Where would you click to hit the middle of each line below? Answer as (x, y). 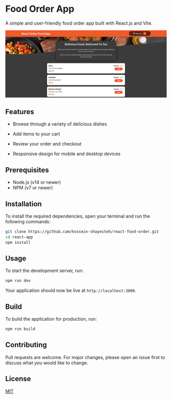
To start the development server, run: (44, 271)
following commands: (28, 222)
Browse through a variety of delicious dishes (60, 124)
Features (20, 112)
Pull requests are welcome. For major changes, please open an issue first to (85, 357)
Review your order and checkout (47, 144)
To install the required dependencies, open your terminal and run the (78, 216)
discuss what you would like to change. (47, 363)
